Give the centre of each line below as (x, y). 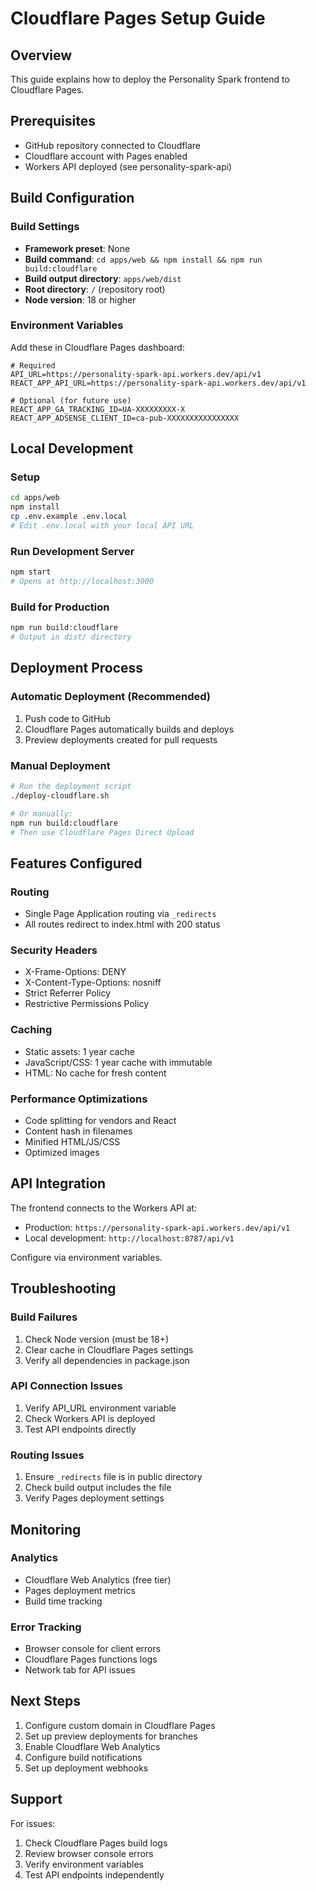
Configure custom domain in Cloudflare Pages (120, 1725)
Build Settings (45, 227)
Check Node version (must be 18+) (97, 1339)
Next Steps (45, 1701)
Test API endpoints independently (94, 1874)
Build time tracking (63, 1601)
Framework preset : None (77, 248)
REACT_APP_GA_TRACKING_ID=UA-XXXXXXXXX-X (98, 409)
